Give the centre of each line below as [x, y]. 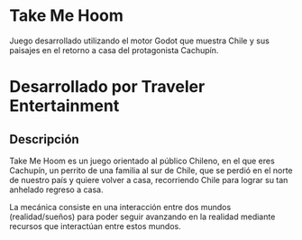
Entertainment [64, 106]
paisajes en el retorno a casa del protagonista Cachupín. [114, 50]
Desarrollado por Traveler [107, 87]
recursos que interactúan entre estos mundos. [96, 226]
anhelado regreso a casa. [56, 189]
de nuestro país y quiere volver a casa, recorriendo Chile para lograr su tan [149, 180]
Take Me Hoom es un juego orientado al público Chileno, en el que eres [142, 161]
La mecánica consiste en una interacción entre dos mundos [120, 207]
